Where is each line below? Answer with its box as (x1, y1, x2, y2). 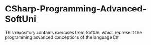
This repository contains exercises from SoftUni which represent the (5, 29, 142, 35)
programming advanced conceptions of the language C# (5, 34, 119, 40)
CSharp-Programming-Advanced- (5, 3, 147, 14)
